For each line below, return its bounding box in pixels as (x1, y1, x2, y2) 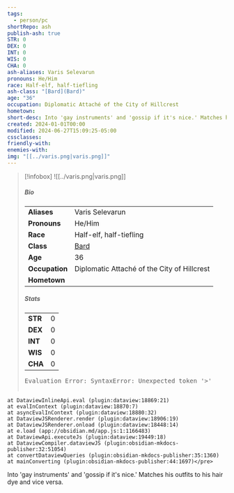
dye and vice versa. (7, 478, 64, 486)
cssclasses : (7, 133, 42, 140)
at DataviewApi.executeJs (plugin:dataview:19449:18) (7, 434, 167, 441)
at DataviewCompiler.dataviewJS (7, 439, 101, 447)
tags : (7, 10, 23, 17)
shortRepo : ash (7, 23, 52, 30)
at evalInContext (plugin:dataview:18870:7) (7, 403, 139, 410)
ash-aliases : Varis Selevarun (7, 68, 95, 75)
